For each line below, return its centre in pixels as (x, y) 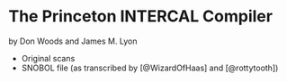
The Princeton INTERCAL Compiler (141, 16)
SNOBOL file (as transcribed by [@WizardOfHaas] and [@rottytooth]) (150, 68)
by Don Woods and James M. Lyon (73, 41)
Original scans (48, 58)
